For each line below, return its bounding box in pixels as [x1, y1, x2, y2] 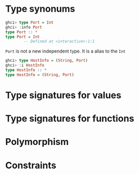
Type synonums [5, 3, 75, 15]
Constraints [5, 159, 57, 171]
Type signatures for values [5, 90, 122, 101]
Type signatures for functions [5, 113, 134, 125]
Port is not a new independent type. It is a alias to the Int [5, 48, 126, 54]
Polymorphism [5, 136, 69, 148]
